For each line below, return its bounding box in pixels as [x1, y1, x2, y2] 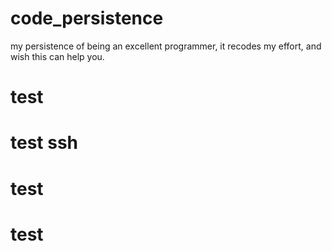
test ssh [10, 132, 79, 154]
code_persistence [10, 7, 164, 30]
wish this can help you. [10, 50, 105, 62]
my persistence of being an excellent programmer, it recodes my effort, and [10, 40, 322, 52]
